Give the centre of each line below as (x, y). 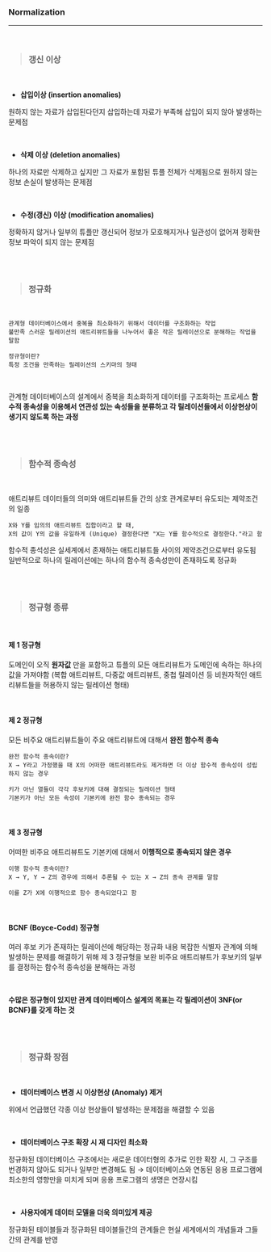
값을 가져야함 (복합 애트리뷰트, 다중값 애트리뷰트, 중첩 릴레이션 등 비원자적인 (128, 674)
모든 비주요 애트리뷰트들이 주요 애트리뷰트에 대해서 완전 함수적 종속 (114, 739)
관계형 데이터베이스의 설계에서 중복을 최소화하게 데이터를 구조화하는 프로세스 (129, 396)
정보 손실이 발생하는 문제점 (50, 182)
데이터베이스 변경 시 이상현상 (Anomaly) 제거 (91, 1092)
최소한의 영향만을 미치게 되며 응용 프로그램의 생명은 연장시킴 (103, 1179)
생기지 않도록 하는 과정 (44, 416)
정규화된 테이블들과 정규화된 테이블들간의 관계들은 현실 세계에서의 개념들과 (126, 1229)
